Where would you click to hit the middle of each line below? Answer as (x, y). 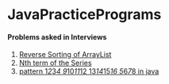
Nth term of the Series (55, 63)
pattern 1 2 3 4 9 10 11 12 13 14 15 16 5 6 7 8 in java (89, 71)
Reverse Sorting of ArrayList (65, 55)
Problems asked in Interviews (57, 36)
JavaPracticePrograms (84, 15)
